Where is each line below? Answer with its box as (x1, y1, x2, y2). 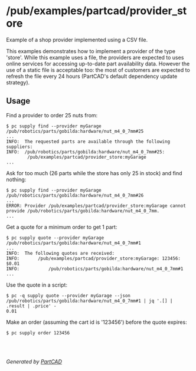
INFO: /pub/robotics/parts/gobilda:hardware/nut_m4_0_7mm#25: (6, 149, 165, 155)
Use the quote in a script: (6, 281, 68, 288)
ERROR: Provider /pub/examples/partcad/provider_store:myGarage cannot (6, 202, 186, 209)
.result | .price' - (6, 303, 57, 309)
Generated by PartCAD (6, 358, 62, 365)
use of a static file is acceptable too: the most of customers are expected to (6, 66, 190, 73)
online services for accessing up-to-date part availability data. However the (6, 60, 190, 67)
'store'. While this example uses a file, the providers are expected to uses (6, 54, 184, 61)
